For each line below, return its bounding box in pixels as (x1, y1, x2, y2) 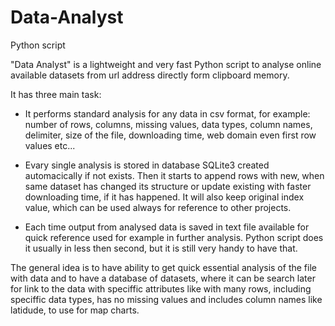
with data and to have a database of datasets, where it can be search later (10, 272, 316, 284)
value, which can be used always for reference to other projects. (24, 201, 292, 213)
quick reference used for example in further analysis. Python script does (24, 231, 324, 243)
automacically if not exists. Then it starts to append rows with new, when (24, 169, 325, 181)
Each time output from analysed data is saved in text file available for (24, 221, 310, 233)
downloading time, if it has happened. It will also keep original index (24, 191, 305, 203)
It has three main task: (10, 88, 102, 100)
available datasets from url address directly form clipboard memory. (10, 69, 290, 81)
